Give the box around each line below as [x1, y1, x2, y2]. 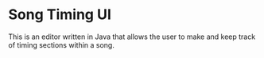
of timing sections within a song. [8, 40, 115, 49]
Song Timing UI [8, 6, 111, 24]
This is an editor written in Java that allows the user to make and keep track [8, 32, 256, 41]
